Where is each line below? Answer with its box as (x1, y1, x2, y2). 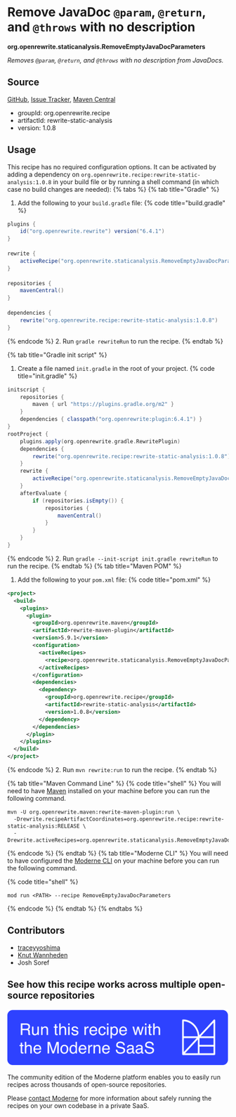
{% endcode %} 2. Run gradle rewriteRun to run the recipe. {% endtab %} (7, 337, 223, 345)
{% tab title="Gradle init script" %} (7, 351, 107, 359)
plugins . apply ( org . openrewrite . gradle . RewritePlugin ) (20, 438, 181, 445)
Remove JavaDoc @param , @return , (7, 4, 206, 20)
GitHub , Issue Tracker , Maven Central (7, 95, 116, 103)
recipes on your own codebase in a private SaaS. (7, 1102, 150, 1110)
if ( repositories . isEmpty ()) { (32, 497, 124, 504)
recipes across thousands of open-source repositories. (7, 1080, 167, 1089)
